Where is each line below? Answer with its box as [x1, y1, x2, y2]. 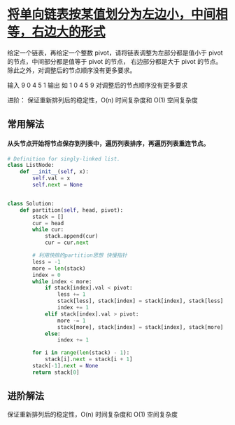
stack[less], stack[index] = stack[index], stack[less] [57, 297, 224, 305]
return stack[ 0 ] [32, 369, 80, 376]
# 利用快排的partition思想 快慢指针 [32, 252, 127, 259]
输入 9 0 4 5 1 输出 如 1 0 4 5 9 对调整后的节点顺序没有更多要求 [7, 81, 188, 89]
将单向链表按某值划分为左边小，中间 [7, 6, 216, 22]
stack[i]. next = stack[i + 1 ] [44, 356, 133, 363]
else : [44, 330, 61, 337]
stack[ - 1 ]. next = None [32, 363, 99, 370]
